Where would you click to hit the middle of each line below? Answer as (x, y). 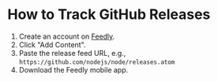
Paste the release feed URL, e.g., (72, 53)
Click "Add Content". (52, 44)
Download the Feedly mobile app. (73, 69)
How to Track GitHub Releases (109, 15)
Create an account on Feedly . (67, 36)
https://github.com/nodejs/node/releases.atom (97, 62)
